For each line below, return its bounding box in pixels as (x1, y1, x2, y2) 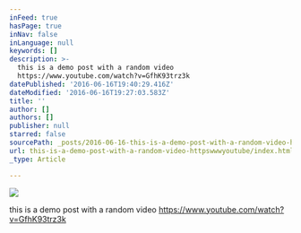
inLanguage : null (9, 38, 74, 47)
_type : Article (9, 154, 66, 164)
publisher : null (9, 122, 70, 131)
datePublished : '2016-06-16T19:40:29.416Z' (9, 80, 175, 89)
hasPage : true (9, 22, 63, 30)
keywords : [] (9, 47, 58, 56)
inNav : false (9, 30, 58, 39)
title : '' (9, 96, 47, 106)
